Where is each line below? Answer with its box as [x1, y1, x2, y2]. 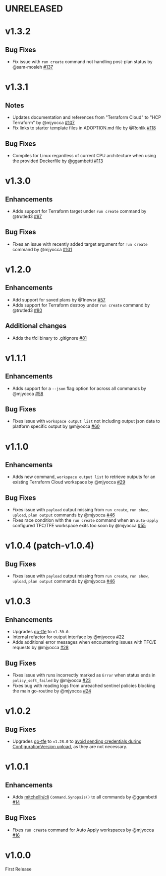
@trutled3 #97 [12, 213, 42, 219]
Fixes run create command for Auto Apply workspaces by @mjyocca [12, 827, 155, 833]
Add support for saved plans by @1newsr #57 [12, 296, 106, 302]
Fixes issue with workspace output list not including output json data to [12, 418, 160, 424]
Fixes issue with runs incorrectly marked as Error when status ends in [12, 672, 156, 678]
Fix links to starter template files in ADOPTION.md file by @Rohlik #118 [12, 125, 156, 131]
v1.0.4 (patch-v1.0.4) [5, 540, 94, 551]
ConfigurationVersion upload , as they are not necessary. [12, 744, 128, 750]
